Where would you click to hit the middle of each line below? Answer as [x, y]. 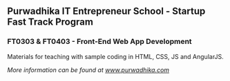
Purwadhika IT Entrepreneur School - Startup [106, 11]
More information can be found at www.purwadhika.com [88, 70]
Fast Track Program [50, 22]
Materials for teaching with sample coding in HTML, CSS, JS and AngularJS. [116, 56]
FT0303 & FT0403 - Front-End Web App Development [99, 42]
